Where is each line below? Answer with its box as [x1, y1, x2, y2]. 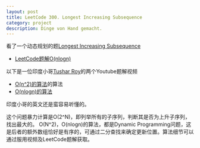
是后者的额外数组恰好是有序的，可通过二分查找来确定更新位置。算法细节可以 [6, 128, 194, 135]
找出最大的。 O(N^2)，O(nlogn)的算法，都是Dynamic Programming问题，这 [6, 121, 192, 128]
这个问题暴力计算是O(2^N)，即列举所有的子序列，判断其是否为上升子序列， [6, 113, 190, 121]
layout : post [6, 8, 39, 15]
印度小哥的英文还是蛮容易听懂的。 [6, 101, 90, 108]
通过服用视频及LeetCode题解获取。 [6, 135, 93, 143]
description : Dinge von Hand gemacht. [6, 25, 102, 32]
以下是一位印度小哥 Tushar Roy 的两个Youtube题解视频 [6, 68, 138, 75]
